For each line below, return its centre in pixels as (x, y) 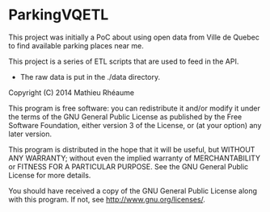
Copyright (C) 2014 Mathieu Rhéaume (72, 92)
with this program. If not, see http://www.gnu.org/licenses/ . (107, 199)
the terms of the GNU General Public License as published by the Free (125, 116)
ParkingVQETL (59, 15)
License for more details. (50, 175)
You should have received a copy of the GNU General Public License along (133, 190)
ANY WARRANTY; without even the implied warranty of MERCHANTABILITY (135, 158)
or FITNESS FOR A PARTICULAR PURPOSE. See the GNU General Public (129, 166)
